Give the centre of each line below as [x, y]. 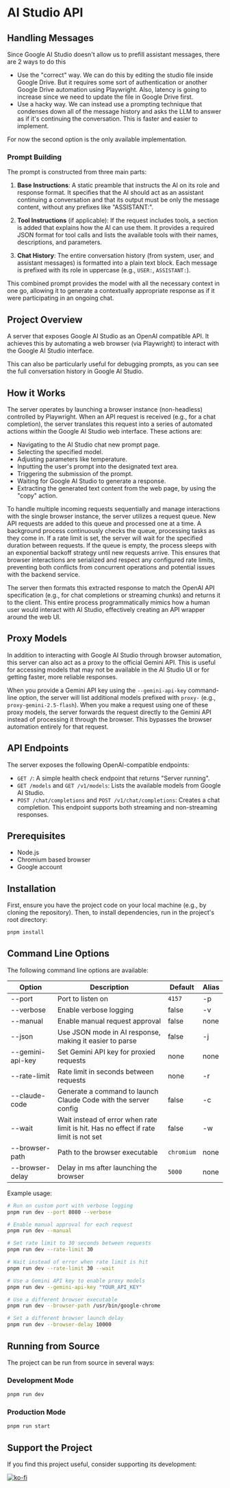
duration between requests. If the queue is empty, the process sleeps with [112, 545]
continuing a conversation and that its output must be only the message [118, 200]
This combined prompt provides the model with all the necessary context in [114, 283]
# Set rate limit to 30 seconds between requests [79, 1243]
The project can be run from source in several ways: [81, 1362]
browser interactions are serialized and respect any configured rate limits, [111, 560]
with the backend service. [43, 574]
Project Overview [45, 319]
